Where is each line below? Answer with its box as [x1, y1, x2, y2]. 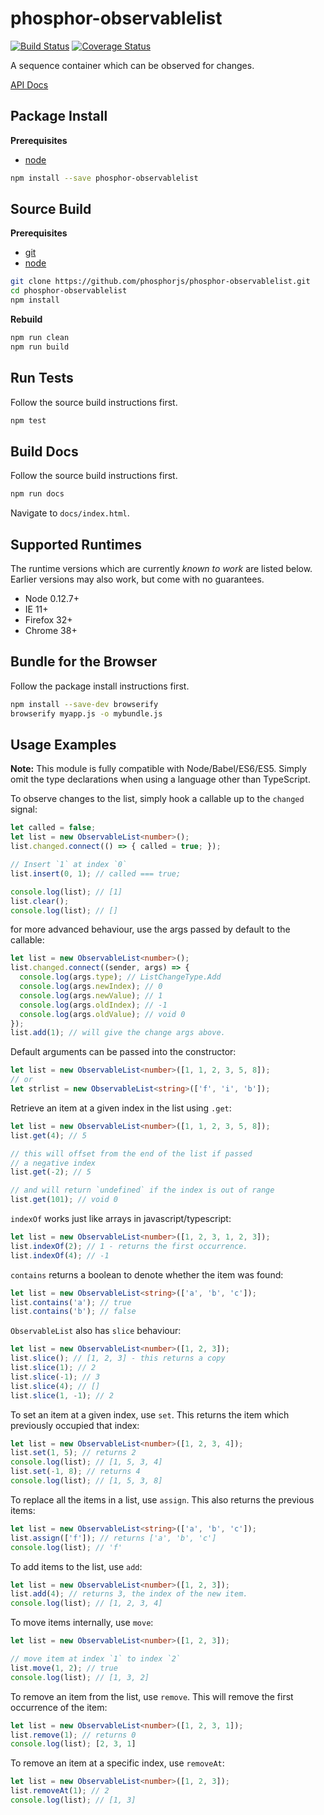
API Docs [10, 78, 49, 91]
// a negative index [10, 1158, 97, 1168]
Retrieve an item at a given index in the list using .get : [10, 1102, 232, 1114]
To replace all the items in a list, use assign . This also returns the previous [10, 1493, 315, 1506]
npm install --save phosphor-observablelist [10, 173, 199, 183]
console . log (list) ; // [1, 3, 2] [10, 1672, 150, 1682]
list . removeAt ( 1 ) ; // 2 [10, 1786, 110, 1796]
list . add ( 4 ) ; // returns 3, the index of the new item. [10, 1589, 248, 1599]
